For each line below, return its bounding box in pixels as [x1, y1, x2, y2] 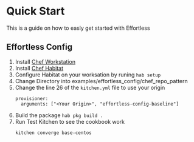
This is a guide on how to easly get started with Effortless [6, 24, 150, 32]
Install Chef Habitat [15, 64, 64, 72]
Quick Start [6, 4, 65, 18]
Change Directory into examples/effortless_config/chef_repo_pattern [15, 77, 188, 84]
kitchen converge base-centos [15, 129, 92, 136]
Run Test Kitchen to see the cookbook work [15, 118, 125, 125]
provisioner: [15, 95, 49, 101]
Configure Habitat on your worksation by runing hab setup [15, 71, 161, 78]
